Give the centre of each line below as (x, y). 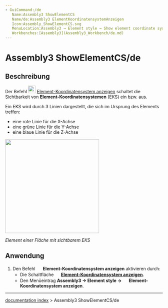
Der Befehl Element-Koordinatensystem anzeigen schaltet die (73, 91)
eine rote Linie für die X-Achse (44, 121)
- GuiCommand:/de (23, 10)
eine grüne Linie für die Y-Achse (45, 127)
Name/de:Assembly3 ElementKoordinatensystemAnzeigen (68, 19)
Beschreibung (27, 76)
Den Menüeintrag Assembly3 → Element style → (71, 280)
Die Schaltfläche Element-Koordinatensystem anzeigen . (82, 274)
